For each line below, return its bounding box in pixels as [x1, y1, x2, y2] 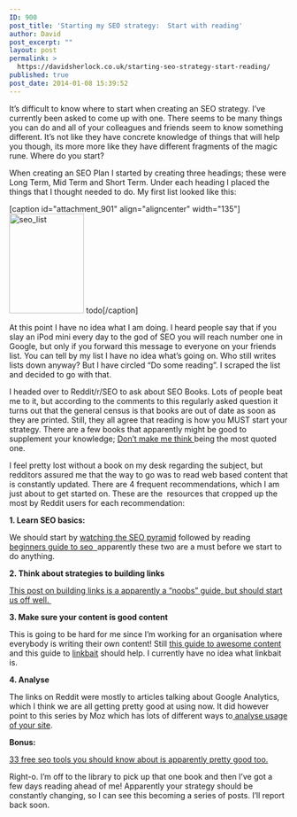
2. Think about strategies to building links [9, 568, 165, 579]
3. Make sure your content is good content [9, 611, 168, 622]
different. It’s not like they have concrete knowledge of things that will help [9, 131, 280, 142]
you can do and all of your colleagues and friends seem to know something [9, 121, 284, 133]
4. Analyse [9, 674, 50, 685]
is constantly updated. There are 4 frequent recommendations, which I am [9, 479, 280, 489]
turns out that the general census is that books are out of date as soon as [9, 405, 277, 416]
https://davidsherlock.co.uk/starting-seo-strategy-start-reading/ [17, 63, 271, 72]
